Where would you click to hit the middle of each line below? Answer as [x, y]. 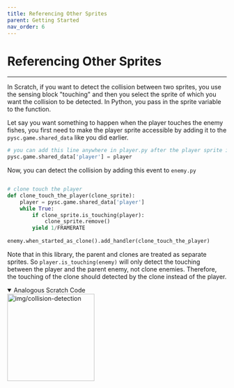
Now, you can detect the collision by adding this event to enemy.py [102, 170]
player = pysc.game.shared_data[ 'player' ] [82, 202]
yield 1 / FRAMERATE [59, 228]
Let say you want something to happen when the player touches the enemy [115, 123]
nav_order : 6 [26, 27]
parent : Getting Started [43, 20]
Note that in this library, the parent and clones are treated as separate [107, 254]
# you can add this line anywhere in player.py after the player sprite [115, 151]
